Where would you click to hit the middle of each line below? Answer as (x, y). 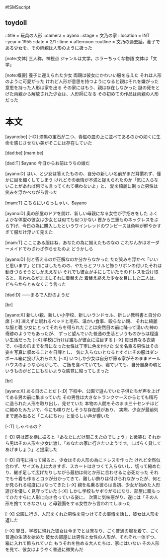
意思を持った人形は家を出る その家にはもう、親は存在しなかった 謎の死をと (83, 87)
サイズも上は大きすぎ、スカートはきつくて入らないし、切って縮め (89, 466)
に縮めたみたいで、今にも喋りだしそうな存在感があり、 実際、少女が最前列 (82, 409)
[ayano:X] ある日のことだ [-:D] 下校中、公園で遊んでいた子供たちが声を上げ (83, 391)
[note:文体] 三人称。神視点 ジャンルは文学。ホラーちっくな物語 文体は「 (79, 58)
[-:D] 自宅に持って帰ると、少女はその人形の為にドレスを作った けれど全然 (81, 460)
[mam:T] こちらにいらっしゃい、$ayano (46, 203)
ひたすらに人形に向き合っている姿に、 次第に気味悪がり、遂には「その (82, 497)
